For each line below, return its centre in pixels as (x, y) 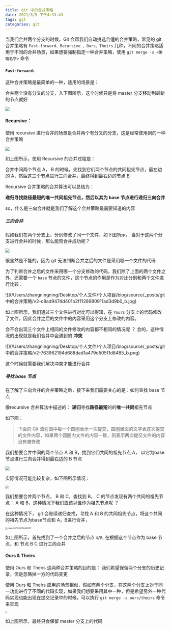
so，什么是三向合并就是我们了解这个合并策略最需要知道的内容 (70, 208)
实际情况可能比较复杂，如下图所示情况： (48, 478)
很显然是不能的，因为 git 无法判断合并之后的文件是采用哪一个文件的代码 (81, 261)
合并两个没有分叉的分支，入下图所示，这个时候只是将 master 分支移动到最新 (85, 93)
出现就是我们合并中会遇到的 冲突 (48, 336)
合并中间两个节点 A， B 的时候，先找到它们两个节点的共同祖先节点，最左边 (84, 170)
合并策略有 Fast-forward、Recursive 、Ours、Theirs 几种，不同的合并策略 (82, 46)
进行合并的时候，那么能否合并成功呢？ (50, 241)
